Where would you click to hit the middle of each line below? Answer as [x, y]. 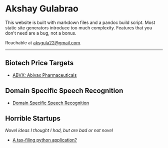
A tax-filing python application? [45, 140]
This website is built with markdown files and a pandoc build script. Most [80, 22]
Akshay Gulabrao [42, 9]
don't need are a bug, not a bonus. [41, 33]
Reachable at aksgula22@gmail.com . [43, 42]
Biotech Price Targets [39, 63]
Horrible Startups [33, 118]
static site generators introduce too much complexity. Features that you [79, 27]
